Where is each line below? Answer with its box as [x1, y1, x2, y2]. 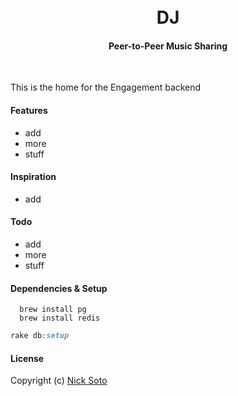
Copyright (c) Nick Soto [10, 375, 108, 387]
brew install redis [19, 313, 101, 324]
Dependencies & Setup [10, 282, 108, 294]
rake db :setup [10, 331, 70, 341]
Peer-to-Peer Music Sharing [108, 40, 228, 52]
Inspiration [10, 171, 57, 183]
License [10, 352, 45, 364]
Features [10, 104, 48, 116]
